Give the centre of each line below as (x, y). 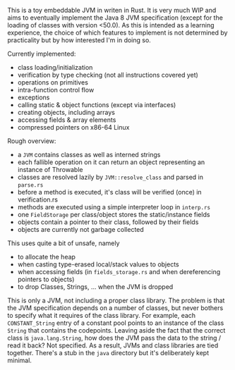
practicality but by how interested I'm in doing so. (79, 40)
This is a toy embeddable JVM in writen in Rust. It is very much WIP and (112, 10)
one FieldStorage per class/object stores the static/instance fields (114, 215)
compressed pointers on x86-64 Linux (73, 127)
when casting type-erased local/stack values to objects (98, 264)
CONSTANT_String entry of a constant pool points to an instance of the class (116, 323)
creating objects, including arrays (66, 112)
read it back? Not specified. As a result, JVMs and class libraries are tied (113, 345)
